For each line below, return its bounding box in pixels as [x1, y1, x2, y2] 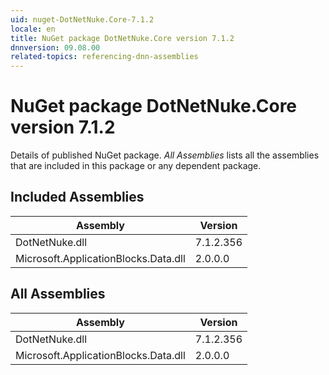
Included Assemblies [10, 189, 145, 206]
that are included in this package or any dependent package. [10, 160, 262, 172]
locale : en [10, 24, 56, 34]
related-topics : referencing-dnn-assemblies [10, 52, 199, 62]
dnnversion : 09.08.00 [10, 42, 101, 53]
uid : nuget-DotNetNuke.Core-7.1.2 [10, 14, 155, 25]
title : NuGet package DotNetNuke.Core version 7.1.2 [10, 33, 235, 43]
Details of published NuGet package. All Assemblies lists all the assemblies [10, 149, 320, 161]
